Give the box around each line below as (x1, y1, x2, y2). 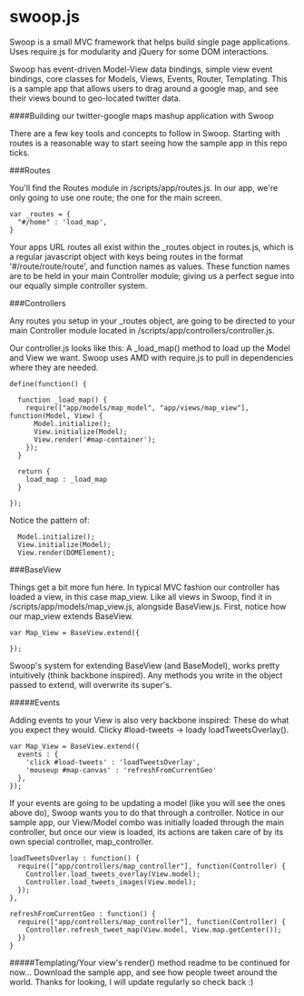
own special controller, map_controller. (9, 836, 154, 847)
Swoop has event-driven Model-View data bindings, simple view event (9, 64, 273, 75)
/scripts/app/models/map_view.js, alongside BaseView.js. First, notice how (9, 601, 287, 612)
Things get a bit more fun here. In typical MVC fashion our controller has (9, 582, 280, 593)
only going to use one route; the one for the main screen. (9, 192, 222, 203)
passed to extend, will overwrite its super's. (9, 679, 172, 690)
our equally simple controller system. (9, 280, 148, 291)
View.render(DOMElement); (17, 548, 116, 557)
